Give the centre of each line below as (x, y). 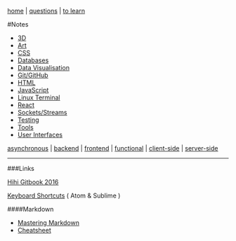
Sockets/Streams (42, 112)
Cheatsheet (34, 230)
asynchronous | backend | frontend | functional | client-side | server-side (113, 148)
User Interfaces (40, 135)
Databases (33, 60)
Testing (28, 120)
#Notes (18, 24)
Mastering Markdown (48, 223)
